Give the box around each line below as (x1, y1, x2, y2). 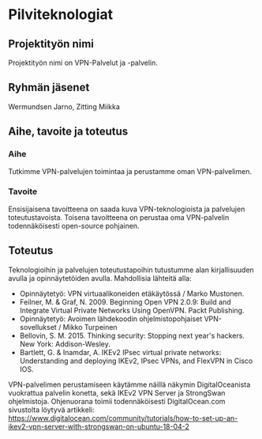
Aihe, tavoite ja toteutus (8, 125, 129, 138)
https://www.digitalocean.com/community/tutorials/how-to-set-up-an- (8, 413, 238, 422)
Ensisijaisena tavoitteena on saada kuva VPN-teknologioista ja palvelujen (8, 204, 245, 214)
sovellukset (19, 322, 57, 331)
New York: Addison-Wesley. (19, 339, 110, 349)
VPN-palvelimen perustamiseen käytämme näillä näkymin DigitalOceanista (8, 380, 251, 389)
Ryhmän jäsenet (8, 81, 90, 94)
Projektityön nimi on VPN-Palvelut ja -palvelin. (8, 58, 158, 67)
